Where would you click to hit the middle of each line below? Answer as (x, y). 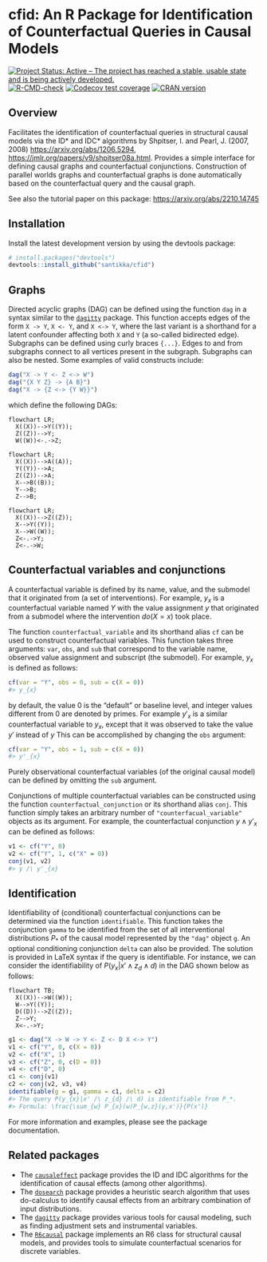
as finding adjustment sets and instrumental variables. (108, 1225)
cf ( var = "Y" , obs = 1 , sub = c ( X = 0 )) (77, 749)
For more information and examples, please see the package (108, 1121)
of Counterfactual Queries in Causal (130, 32)
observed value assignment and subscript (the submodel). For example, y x (131, 659)
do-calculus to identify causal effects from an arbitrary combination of (135, 1200)
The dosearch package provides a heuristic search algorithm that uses (135, 1192)
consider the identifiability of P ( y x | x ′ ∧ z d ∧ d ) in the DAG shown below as (129, 966)
